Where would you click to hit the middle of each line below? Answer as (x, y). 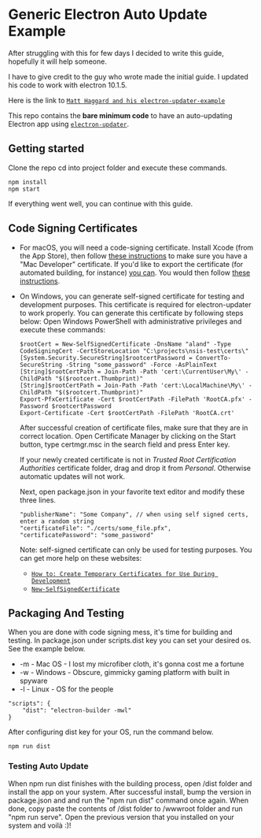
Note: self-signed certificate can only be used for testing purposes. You (136, 550)
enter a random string (57, 521)
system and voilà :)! (40, 825)
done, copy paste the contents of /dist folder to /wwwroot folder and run (126, 808)
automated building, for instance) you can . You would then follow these (135, 273)
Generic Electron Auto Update (108, 15)
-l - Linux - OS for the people (66, 689)
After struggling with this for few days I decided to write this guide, (116, 53)
